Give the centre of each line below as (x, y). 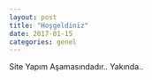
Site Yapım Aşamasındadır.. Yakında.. (76, 67)
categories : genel (43, 42)
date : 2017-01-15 (41, 33)
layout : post (33, 17)
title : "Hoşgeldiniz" (49, 25)
